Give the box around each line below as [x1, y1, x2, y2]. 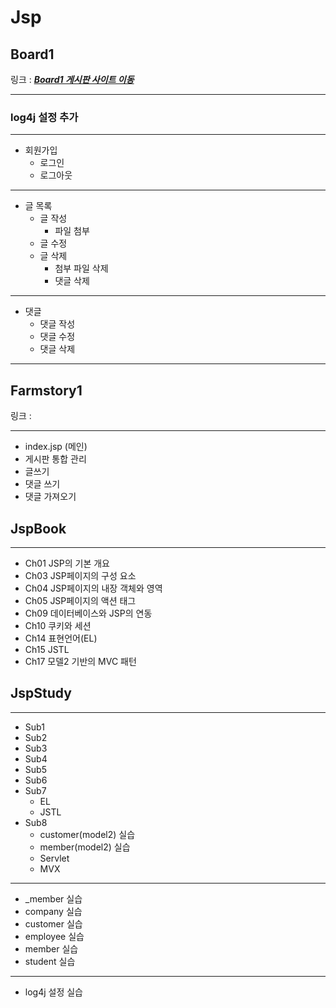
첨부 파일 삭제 [54, 262, 109, 275]
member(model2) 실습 [39, 841, 131, 853]
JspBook [10, 520, 67, 537]
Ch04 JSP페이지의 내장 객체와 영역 [24, 582, 163, 594]
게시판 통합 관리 [24, 453, 87, 465]
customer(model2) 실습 [39, 828, 136, 840]
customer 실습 [24, 917, 83, 930]
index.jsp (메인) [24, 441, 88, 453]
